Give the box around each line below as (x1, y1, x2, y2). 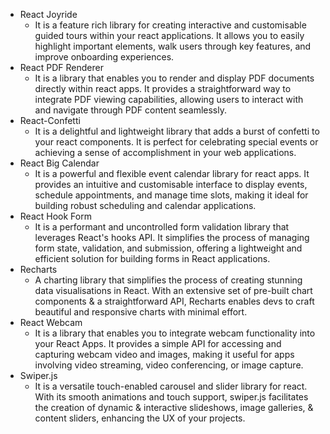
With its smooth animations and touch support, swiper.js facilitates (34, 391, 309, 403)
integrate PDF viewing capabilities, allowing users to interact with (34, 94, 304, 105)
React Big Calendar (19, 157, 100, 169)
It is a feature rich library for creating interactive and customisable (34, 19, 307, 31)
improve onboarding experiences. (34, 51, 175, 63)
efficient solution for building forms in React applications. (34, 253, 271, 264)
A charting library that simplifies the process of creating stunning (34, 274, 303, 286)
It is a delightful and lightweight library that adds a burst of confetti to (34, 125, 320, 137)
